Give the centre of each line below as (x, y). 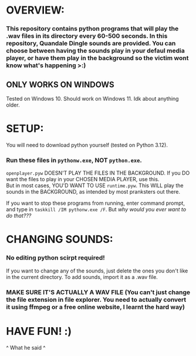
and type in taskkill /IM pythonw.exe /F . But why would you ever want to (96, 209)
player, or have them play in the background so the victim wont (97, 58)
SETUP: (25, 129)
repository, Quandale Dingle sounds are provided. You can (91, 44)
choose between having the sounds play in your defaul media (95, 51)
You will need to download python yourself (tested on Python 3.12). (87, 145)
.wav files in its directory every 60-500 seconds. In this (87, 36)
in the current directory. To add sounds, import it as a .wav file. (82, 277)
